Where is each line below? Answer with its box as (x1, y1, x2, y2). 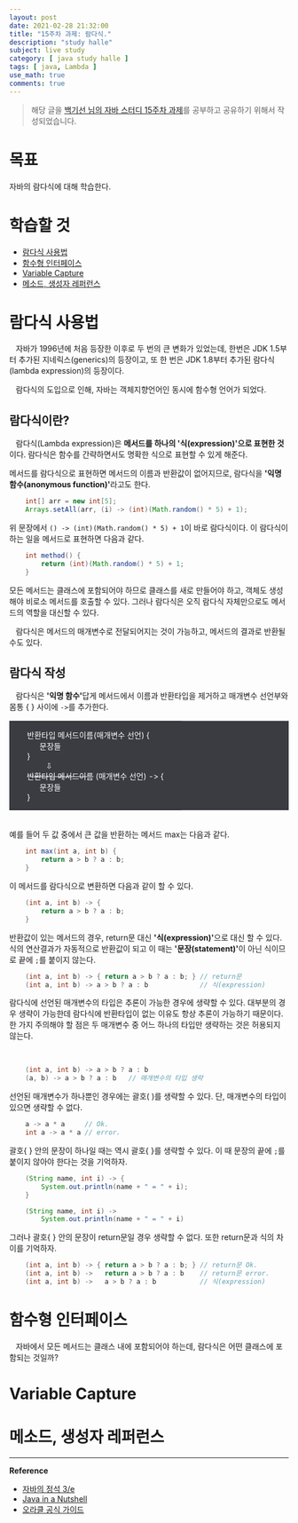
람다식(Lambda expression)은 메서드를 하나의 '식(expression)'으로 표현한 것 (15, 438, 285, 449)
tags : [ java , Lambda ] (9, 63, 98, 72)
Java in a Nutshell (21, 1494, 88, 1504)
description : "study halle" (9, 37, 114, 47)
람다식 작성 (9, 666, 67, 681)
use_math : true (9, 71, 66, 80)
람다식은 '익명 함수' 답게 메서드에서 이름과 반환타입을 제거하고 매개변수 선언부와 (15, 690, 288, 701)
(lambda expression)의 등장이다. (9, 366, 125, 376)
